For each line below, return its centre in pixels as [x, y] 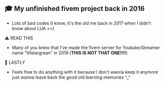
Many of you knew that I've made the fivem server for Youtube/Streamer [86, 47]
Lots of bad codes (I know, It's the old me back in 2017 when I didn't [82, 23]
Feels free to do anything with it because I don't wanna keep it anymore [85, 72]
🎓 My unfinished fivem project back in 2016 [75, 9]
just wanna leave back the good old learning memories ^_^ [71, 77]
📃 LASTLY [15, 62]
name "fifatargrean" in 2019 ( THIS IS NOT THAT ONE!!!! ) [70, 53]
